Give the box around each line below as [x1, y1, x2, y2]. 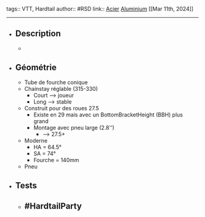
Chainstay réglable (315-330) [24, 85, 98, 92]
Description [15, 29, 61, 39]
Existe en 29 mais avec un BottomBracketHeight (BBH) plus [33, 111, 183, 118]
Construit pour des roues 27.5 [24, 104, 99, 112]
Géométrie [15, 62, 57, 73]
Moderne [24, 137, 48, 144]
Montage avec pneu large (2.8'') [33, 124, 115, 131]
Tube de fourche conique [24, 79, 88, 86]
